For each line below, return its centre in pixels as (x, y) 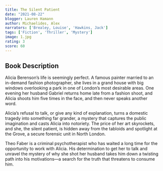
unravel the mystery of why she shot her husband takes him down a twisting (82, 154)
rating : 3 (15, 42)
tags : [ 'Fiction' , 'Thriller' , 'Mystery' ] (49, 32)
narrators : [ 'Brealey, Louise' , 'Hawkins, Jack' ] (57, 28)
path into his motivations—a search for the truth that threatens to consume (80, 159)
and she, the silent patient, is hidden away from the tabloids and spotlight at (81, 129)
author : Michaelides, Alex (32, 23)
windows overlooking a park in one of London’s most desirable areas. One (80, 88)
